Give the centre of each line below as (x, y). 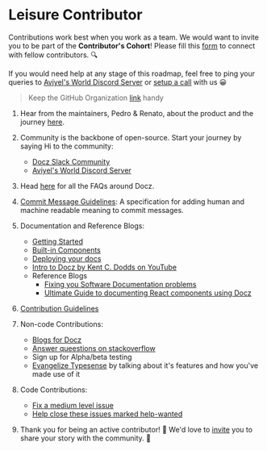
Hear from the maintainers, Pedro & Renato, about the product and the (137, 113)
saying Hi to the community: (67, 146)
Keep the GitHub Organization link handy (96, 98)
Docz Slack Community (71, 161)
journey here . (42, 122)
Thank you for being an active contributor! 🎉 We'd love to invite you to (136, 429)
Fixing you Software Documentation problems (120, 284)
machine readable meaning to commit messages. (102, 210)
